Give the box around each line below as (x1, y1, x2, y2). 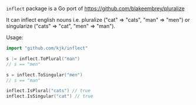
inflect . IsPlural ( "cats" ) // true (6, 88, 91, 94)
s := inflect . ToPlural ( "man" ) (6, 56, 81, 62)
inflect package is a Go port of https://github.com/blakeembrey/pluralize (6, 5, 185, 12)
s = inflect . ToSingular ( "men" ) (6, 72, 83, 78)
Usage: (6, 34, 24, 40)
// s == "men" (6, 61, 41, 67)
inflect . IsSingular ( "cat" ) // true (6, 93, 94, 99)
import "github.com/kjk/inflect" (6, 45, 88, 51)
